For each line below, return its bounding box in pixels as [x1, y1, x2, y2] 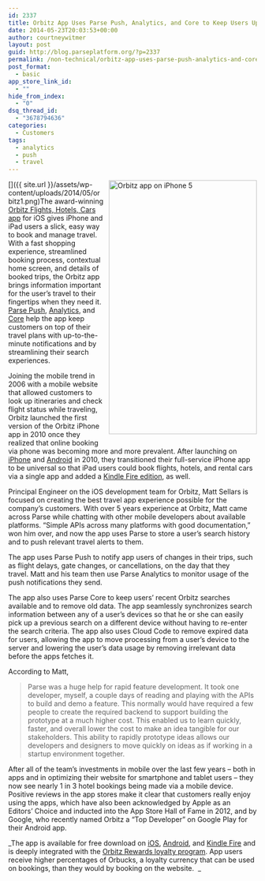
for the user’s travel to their [8, 289, 96, 298]
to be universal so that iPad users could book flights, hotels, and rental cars [8, 463, 253, 473]
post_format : [8, 63, 51, 71]
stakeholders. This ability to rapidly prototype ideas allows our [27, 733, 230, 742]
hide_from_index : [8, 92, 65, 100]
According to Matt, [8, 667, 69, 677]
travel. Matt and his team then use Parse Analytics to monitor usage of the [8, 569, 249, 579]
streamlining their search [8, 348, 89, 357]
